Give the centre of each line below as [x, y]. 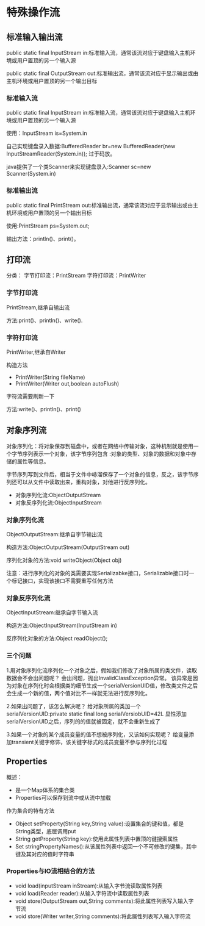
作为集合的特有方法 [31, 810]
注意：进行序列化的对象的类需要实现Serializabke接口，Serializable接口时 [98, 573]
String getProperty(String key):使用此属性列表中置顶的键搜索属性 [97, 839]
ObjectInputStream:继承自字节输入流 [52, 612]
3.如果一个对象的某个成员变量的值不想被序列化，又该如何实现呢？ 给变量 [98, 734]
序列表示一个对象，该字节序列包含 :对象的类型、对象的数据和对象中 [106, 454]
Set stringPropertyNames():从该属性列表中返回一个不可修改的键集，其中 [106, 846]
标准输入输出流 [34, 37]
